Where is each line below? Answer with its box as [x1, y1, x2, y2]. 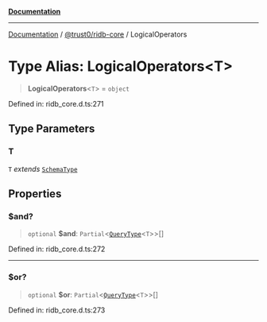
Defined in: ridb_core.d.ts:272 [8, 244, 106, 254]
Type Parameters [8, 122, 95, 136]
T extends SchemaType [8, 164, 78, 173]
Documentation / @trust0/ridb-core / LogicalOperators [8, 29, 188, 39]
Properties [8, 187, 62, 201]
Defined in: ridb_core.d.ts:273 [8, 305, 106, 315]
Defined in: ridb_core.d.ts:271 [8, 99, 104, 108]
